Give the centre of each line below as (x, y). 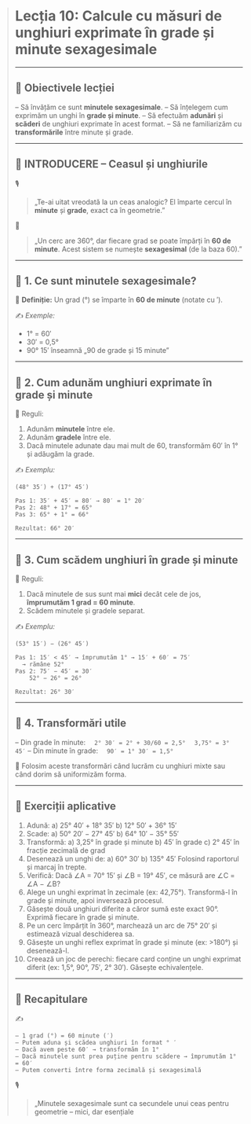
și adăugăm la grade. (60, 454)
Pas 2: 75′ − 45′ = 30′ (54, 671)
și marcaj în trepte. (56, 867)
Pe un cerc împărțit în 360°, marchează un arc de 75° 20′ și (122, 925)
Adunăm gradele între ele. (69, 437)
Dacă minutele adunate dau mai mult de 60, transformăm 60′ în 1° (132, 446)
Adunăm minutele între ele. (71, 429)
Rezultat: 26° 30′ (45, 692)
